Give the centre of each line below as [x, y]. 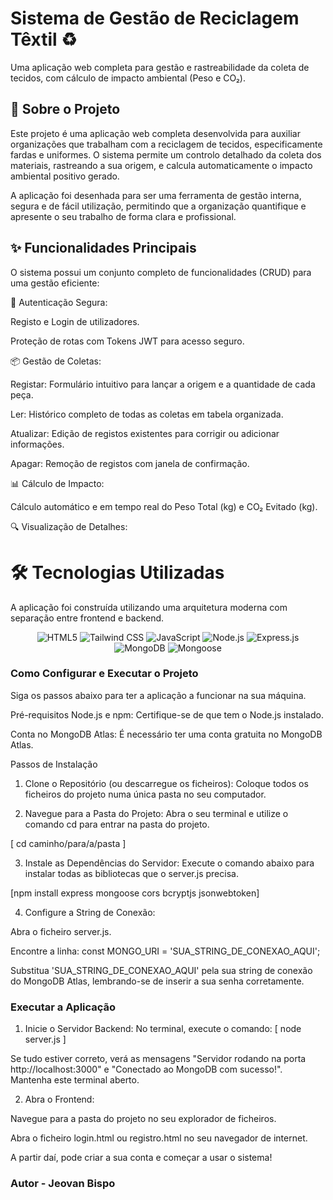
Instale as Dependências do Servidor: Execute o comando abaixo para [169, 863]
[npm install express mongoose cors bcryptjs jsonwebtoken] [135, 893]
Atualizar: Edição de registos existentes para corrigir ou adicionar [145, 433]
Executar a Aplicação [63, 1007]
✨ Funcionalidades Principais [103, 248]
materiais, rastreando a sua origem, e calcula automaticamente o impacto [161, 165]
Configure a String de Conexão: [90, 912]
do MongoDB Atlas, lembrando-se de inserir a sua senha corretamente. [157, 981]
